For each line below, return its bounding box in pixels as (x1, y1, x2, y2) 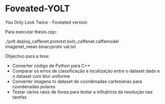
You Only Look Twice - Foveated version (5, 19, 88, 25)
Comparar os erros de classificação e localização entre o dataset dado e (12, 68, 160, 74)
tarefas (12, 94, 27, 100)
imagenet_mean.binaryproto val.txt (5, 43, 76, 49)
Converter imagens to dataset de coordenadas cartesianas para (12, 78, 142, 84)
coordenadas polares (12, 83, 56, 89)
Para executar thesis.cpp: (5, 29, 57, 35)
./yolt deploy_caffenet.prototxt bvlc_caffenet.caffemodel (5, 38, 119, 44)
